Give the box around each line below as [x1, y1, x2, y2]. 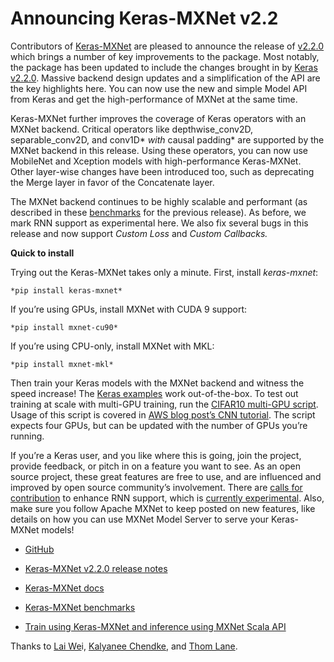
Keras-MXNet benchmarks [24, 601, 136, 613]
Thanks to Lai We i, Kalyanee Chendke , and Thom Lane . [10, 640, 238, 652]
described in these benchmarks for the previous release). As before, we [10, 206, 307, 218]
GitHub [24, 543, 55, 555]
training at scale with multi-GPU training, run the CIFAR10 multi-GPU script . [10, 398, 319, 410]
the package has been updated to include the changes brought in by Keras [10, 61, 318, 73]
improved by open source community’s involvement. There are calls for [10, 481, 303, 493]
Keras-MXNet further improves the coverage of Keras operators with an [10, 112, 307, 124]
